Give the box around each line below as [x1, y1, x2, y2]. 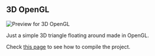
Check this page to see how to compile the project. [6, 43, 131, 50]
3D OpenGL [6, 5, 50, 15]
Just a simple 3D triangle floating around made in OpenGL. [6, 32, 149, 39]
